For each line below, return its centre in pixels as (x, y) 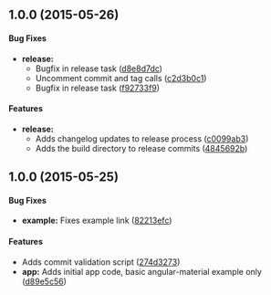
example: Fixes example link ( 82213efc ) (97, 221)
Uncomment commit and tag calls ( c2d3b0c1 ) (121, 78)
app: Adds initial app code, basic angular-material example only (141, 271)
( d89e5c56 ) (44, 281)
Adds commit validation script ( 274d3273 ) (101, 262)
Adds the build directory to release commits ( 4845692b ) (141, 148)
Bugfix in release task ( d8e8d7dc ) (99, 68)
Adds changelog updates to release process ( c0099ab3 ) (142, 138)
